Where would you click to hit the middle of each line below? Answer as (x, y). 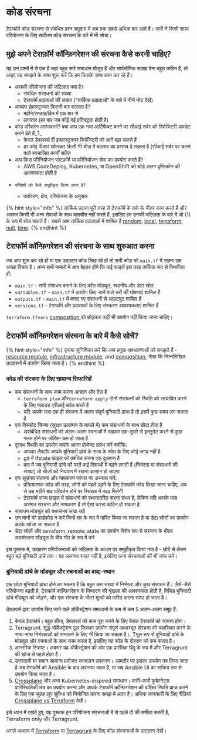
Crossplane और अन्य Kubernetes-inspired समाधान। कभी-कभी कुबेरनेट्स (92, 681)
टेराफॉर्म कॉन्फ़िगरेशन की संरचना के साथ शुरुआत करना (80, 246)
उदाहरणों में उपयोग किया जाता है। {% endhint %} (55, 363)
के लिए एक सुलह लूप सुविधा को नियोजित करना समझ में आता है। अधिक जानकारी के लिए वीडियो (103, 693)
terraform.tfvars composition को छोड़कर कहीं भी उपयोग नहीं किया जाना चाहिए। (89, 317)
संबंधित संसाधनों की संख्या (47, 93)
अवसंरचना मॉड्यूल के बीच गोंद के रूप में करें (55, 537)
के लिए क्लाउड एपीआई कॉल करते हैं (56, 405)
